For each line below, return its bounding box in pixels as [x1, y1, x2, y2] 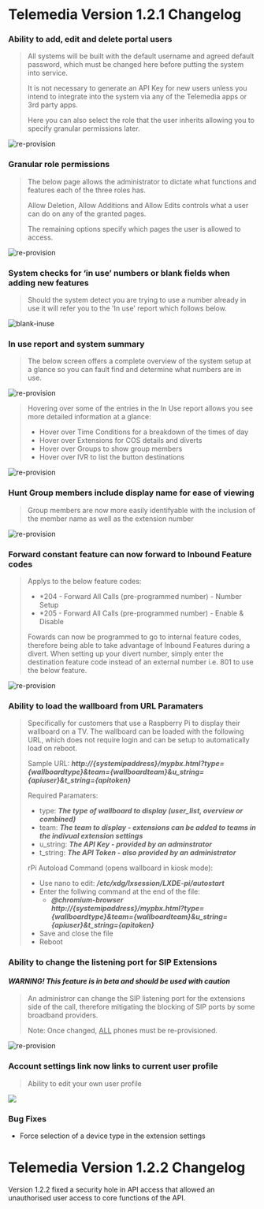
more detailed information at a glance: [27, 412, 151, 422]
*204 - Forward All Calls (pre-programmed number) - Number [39, 591, 242, 601]
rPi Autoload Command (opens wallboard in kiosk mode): [27, 863, 214, 872]
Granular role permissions [8, 159, 110, 170]
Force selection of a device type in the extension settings [19, 1131, 206, 1140]
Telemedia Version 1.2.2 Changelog [8, 1159, 246, 1177]
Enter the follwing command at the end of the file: [39, 887, 201, 896]
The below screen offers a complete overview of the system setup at [27, 356, 251, 366]
